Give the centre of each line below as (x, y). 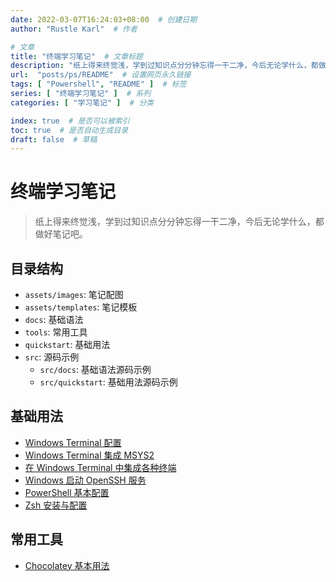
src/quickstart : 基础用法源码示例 (108, 382)
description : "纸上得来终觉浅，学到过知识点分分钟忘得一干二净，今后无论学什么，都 (164, 66)
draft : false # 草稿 (54, 139)
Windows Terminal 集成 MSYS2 (89, 455)
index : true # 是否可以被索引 (70, 121)
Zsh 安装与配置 (56, 505)
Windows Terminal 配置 (73, 442)
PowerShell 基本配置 (67, 492)
